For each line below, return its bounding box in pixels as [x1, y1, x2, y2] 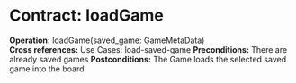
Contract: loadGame [9, 5, 164, 26]
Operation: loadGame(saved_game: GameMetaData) [9, 35, 205, 46]
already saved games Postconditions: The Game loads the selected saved [9, 54, 286, 64]
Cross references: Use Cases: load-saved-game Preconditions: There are [9, 44, 288, 54]
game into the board [9, 63, 85, 74]
